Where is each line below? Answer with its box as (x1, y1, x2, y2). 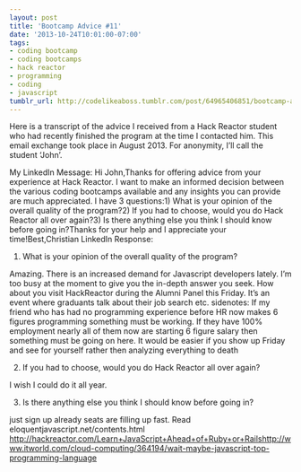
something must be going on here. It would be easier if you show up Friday (9, 336, 286, 346)
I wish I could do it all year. (9, 380, 107, 390)
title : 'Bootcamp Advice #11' (9, 22, 123, 31)
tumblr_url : (9, 96, 54, 106)
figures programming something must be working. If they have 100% (9, 316, 262, 328)
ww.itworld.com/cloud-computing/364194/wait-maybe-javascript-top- (9, 443, 271, 454)
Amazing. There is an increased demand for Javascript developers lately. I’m (9, 268, 292, 279)
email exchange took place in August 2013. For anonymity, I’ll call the (9, 140, 264, 151)
